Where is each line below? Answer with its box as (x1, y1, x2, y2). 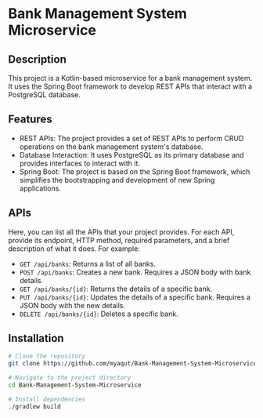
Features (8, 113, 52, 126)
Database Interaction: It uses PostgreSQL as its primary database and (19, 150, 244, 159)
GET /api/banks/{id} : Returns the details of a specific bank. (19, 284, 213, 293)
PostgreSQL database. (8, 90, 81, 99)
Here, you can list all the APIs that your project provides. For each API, (8, 227, 235, 236)
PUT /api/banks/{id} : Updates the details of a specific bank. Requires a (19, 292, 250, 302)
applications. (19, 184, 61, 193)
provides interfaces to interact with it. (19, 158, 141, 168)
